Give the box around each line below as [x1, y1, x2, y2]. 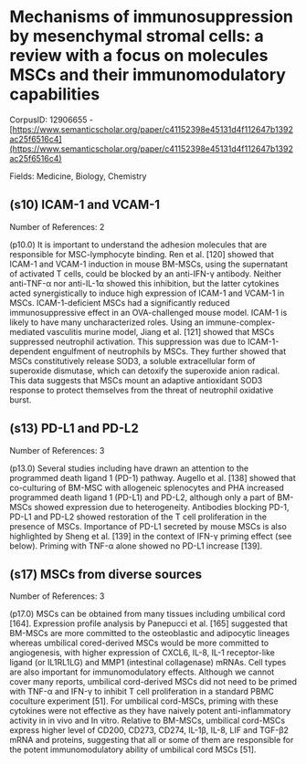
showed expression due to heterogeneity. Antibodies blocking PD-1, [34, 501, 290, 512]
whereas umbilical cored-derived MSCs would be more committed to [9, 637, 269, 649]
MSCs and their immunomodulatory [9, 65, 286, 86]
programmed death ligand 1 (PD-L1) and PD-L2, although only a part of [9, 491, 276, 503]
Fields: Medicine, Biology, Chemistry [9, 171, 147, 182]
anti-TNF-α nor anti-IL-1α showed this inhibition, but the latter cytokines [9, 277, 280, 288]
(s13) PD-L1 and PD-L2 [9, 421, 139, 436]
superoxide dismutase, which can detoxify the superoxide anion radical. [9, 365, 280, 376]
